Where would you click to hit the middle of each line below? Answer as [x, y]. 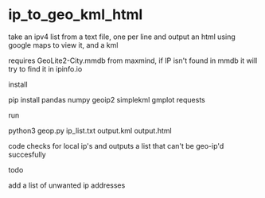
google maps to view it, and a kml [63, 45]
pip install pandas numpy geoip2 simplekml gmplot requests [107, 99]
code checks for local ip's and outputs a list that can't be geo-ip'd [116, 146]
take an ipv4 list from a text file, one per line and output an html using [122, 37]
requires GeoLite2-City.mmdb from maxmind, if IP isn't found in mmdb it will [133, 60]
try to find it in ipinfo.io [45, 68]
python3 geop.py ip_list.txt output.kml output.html [90, 130]
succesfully [27, 154]
